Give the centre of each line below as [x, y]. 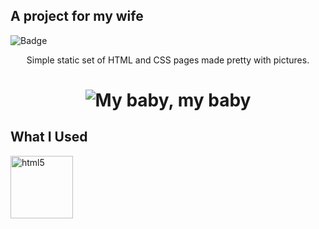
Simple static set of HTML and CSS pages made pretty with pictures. [168, 60]
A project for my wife [77, 16]
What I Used [49, 137]
